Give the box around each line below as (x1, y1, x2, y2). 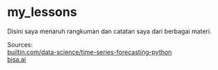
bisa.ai (7, 55, 26, 63)
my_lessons (7, 4, 77, 20)
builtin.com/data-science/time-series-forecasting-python (7, 48, 172, 56)
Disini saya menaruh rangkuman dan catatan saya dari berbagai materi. (7, 27, 212, 35)
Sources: (7, 40, 33, 49)
